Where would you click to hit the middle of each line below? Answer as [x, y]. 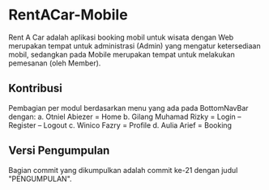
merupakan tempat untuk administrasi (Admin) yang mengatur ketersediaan [134, 45]
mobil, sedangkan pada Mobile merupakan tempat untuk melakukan [122, 54]
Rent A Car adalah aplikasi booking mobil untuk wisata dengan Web [121, 37]
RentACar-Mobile [68, 15]
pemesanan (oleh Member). [55, 63]
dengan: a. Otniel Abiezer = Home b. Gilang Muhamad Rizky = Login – [125, 116]
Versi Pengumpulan [59, 151]
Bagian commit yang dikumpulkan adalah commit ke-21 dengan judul [123, 170]
